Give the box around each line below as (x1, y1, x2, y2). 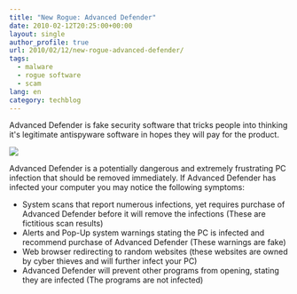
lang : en (9, 87, 42, 96)
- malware (17, 63, 53, 72)
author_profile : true (9, 37, 90, 47)
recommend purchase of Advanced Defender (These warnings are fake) (21, 237, 286, 248)
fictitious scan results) (21, 219, 104, 229)
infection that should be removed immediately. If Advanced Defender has (9, 172, 277, 183)
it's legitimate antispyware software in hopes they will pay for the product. (9, 130, 279, 140)
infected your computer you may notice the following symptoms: (9, 182, 246, 193)
